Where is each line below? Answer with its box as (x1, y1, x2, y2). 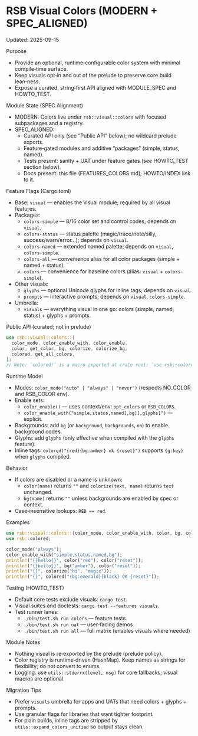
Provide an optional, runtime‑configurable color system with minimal (14, 59, 181, 66)
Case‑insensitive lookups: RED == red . (14, 508, 107, 515)
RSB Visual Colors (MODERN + (6, 4, 158, 18)
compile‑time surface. (14, 65, 68, 72)
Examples (6, 519, 30, 526)
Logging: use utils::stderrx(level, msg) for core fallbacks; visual (14, 669, 178, 676)
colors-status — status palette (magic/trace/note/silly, (23, 230, 157, 237)
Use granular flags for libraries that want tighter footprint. (14, 711, 154, 718)
